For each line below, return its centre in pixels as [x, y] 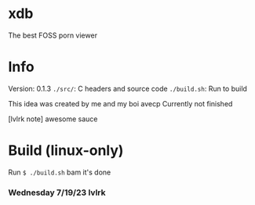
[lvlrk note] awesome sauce [53, 119]
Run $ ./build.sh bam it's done [60, 172]
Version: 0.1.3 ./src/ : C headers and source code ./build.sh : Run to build [127, 88]
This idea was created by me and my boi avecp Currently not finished [120, 103]
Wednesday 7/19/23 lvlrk [57, 192]
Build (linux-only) [66, 151]
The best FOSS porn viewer [53, 35]
